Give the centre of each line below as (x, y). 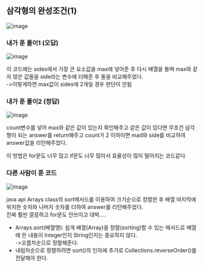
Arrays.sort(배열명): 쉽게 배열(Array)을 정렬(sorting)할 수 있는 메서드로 (100, 227)
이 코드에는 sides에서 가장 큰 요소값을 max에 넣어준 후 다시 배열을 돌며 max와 (99, 69)
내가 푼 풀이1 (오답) (33, 43)
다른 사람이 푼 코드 (32, 173)
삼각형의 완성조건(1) (42, 11)
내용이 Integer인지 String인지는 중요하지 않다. (83, 235)
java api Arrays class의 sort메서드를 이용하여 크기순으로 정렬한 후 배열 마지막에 (101, 199)
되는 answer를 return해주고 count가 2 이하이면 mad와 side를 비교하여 (101, 135)
